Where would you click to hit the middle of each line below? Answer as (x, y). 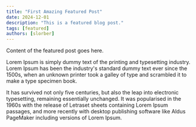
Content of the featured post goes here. (55, 50)
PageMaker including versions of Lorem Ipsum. (64, 118)
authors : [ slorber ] (30, 34)
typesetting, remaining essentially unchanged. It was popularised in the (94, 99)
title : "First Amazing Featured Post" (54, 12)
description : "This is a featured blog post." (65, 23)
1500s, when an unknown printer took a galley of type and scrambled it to (97, 75)
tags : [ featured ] (28, 28)
